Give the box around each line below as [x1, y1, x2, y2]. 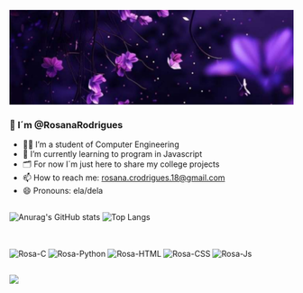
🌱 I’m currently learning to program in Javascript [22, 149, 203, 160]
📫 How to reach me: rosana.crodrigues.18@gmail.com [22, 172, 225, 183]
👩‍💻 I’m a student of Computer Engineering [22, 139, 179, 150]
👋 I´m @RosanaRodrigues [9, 118, 124, 131]
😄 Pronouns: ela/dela [22, 186, 104, 197]
